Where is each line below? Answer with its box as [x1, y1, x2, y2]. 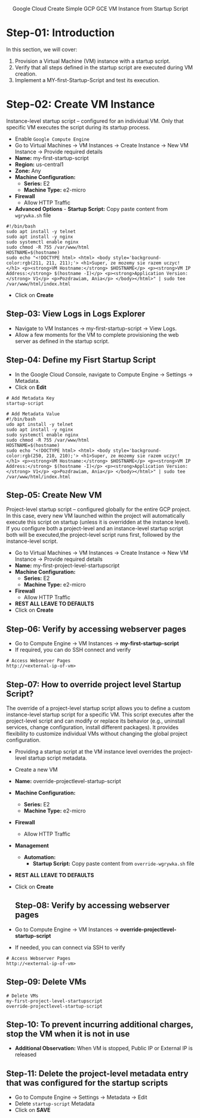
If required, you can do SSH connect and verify [14, 646, 131, 654]
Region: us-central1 [14, 161, 64, 168]
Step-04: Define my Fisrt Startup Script [6, 355, 156, 365]
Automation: [23, 853, 56, 860]
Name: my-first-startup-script [14, 154, 89, 161]
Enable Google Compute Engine [14, 135, 90, 143]
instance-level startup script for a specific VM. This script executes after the [6, 711, 194, 718]
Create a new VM [14, 766, 58, 773]
